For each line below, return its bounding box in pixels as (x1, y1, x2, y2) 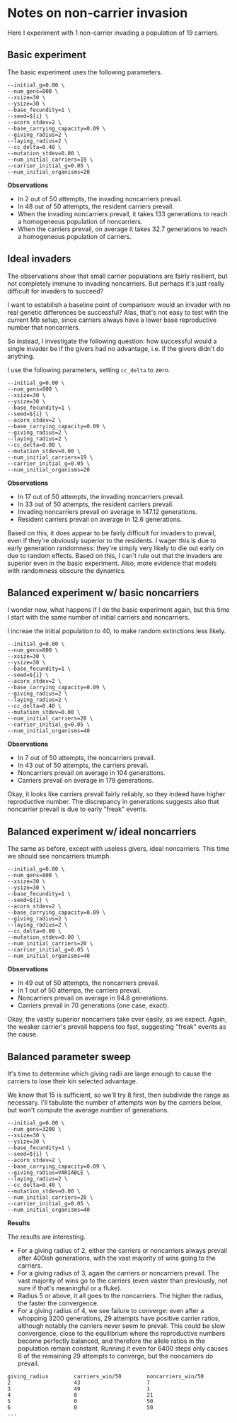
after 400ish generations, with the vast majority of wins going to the (17, 1254, 216, 1262)
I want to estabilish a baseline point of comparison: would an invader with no (7, 300, 231, 309)
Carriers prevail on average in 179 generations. (17, 776, 154, 785)
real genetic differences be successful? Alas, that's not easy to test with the (7, 308, 229, 316)
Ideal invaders (7, 253, 71, 265)
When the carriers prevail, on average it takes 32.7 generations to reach (17, 225, 228, 233)
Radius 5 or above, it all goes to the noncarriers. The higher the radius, (17, 1292, 224, 1300)
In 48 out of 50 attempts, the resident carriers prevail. (17, 202, 175, 211)
